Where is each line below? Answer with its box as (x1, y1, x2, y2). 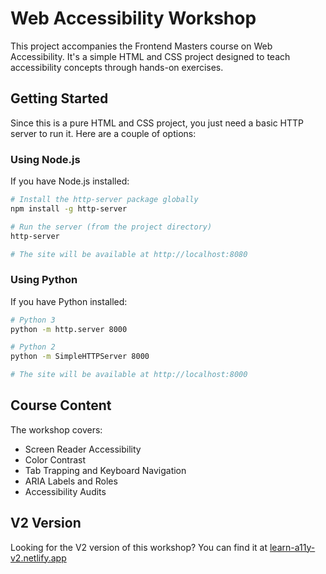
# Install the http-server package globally (10, 195, 199, 205)
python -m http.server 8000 (10, 324, 128, 334)
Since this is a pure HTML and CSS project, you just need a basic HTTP (10, 117, 305, 129)
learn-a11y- (269, 541, 316, 553)
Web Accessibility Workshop (10, 7, 257, 30)
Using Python (10, 273, 78, 287)
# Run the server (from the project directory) (10, 222, 213, 232)
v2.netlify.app (10, 552, 67, 564)
